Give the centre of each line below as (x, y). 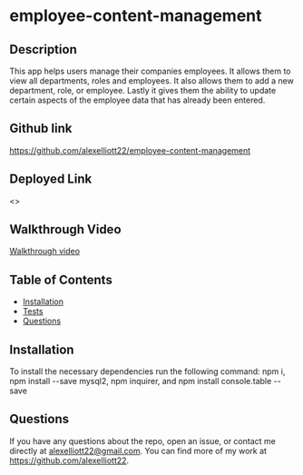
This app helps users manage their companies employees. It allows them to (150, 71)
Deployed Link (51, 179)
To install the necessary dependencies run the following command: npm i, (147, 371)
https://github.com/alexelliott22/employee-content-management (130, 150)
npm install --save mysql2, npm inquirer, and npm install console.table (141, 381)
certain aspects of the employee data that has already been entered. (137, 100)
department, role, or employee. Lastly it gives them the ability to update (143, 90)
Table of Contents (61, 279)
